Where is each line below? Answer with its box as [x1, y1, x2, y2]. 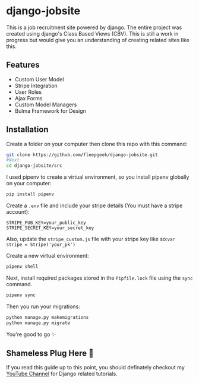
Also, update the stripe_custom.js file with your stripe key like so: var [6, 236, 176, 243]
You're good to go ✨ [6, 331, 56, 338]
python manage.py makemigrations [6, 314, 89, 320]
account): [6, 208, 30, 216]
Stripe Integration [14, 82, 58, 89]
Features [6, 60, 40, 70]
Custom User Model [14, 75, 64, 83]
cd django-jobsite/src [6, 163, 62, 169]
